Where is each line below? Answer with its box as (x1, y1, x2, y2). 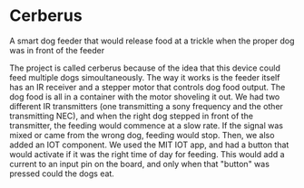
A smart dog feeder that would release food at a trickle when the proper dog (9, 35, 295, 46)
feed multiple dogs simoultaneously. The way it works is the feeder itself (9, 71, 280, 82)
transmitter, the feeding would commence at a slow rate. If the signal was (9, 119, 284, 131)
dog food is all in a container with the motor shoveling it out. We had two (9, 91, 280, 102)
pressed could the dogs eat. (9, 168, 115, 179)
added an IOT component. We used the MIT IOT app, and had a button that (9, 139, 289, 150)
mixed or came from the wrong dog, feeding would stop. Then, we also (9, 129, 275, 140)
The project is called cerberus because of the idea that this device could (9, 62, 281, 73)
